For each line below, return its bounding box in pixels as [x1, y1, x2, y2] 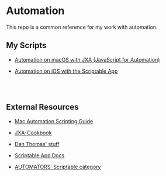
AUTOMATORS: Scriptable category [14, 163, 101, 170]
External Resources [6, 102, 79, 112]
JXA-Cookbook [14, 129, 52, 136]
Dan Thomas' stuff [14, 140, 60, 147]
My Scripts [6, 40, 47, 50]
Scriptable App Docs [14, 151, 65, 159]
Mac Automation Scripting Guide [14, 117, 94, 124]
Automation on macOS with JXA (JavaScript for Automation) [14, 56, 160, 63]
